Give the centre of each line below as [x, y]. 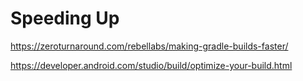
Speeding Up [65, 18]
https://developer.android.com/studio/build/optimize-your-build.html [151, 65]
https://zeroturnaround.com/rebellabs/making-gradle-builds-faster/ [149, 46]
